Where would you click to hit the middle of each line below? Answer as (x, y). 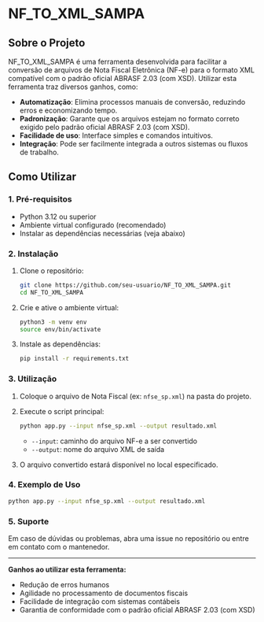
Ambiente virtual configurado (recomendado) (93, 224)
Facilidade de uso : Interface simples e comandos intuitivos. (116, 135)
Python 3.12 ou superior (58, 217)
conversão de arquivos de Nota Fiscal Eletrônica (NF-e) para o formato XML (132, 70)
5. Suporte (29, 521)
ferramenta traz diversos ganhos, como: (73, 87)
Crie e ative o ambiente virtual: (69, 307)
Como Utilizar (42, 177)
